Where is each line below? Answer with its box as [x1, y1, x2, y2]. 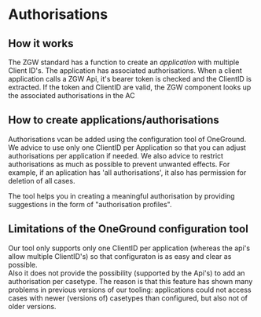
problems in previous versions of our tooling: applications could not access [8, 285, 252, 294]
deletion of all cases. [8, 176, 75, 185]
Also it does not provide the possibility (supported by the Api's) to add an [8, 268, 245, 278]
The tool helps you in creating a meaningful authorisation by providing [8, 191, 235, 201]
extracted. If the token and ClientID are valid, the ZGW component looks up [8, 82, 252, 92]
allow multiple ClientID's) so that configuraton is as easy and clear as [8, 251, 232, 261]
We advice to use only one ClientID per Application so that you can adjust [8, 143, 246, 152]
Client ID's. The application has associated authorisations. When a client [8, 66, 242, 75]
